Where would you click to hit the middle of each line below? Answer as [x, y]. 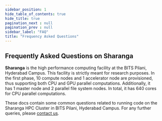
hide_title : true [22, 18]
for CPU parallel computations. [36, 93]
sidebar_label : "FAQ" [27, 32]
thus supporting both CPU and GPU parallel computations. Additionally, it [78, 83]
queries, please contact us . [32, 113]
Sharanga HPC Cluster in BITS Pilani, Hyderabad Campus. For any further [78, 108]
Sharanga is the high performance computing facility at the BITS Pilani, [76, 68]
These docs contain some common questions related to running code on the [81, 103]
